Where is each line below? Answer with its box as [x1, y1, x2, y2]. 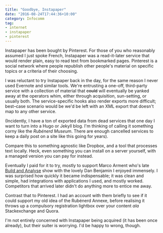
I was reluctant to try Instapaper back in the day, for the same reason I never [5, 77, 158, 83]
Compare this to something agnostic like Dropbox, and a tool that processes [5, 143, 157, 149]
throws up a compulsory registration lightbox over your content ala [5, 202, 139, 209]
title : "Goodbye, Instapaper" [5, 7, 67, 12]
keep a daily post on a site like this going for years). [5, 133, 109, 139]
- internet [5, 25, 27, 30]
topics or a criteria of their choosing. [5, 68, 78, 74]
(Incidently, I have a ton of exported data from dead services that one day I [5, 117, 155, 124]
